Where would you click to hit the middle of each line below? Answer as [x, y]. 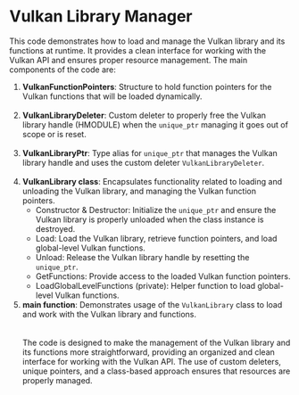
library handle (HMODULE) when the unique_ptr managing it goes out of [155, 124]
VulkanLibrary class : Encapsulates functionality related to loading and [152, 181]
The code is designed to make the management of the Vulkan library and [156, 342]
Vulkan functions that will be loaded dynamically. [112, 96]
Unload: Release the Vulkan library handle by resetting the [142, 257]
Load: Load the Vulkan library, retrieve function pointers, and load [156, 238]
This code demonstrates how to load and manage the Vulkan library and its [147, 41]
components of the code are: [62, 70]
